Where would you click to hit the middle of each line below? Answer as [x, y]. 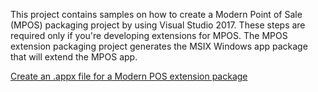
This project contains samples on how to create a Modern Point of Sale [156, 14]
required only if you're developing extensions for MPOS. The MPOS [149, 35]
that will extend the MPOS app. [74, 57]
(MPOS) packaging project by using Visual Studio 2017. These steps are [158, 25]
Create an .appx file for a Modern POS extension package [129, 76]
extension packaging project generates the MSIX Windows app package [159, 46]
